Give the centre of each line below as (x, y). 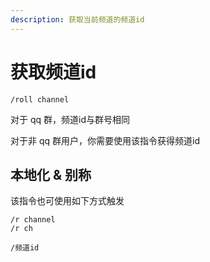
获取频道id (53, 72)
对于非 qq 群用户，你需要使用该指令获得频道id (105, 140)
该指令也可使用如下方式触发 (67, 201)
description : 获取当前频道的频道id (77, 19)
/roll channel (40, 99)
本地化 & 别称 (51, 174)
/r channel (33, 220)
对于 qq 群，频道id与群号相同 (70, 119)
